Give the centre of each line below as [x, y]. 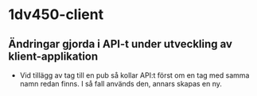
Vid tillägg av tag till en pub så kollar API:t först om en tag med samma [134, 75]
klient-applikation [53, 56]
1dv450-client [56, 15]
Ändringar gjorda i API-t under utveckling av [121, 44]
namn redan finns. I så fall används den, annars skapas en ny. [121, 84]
